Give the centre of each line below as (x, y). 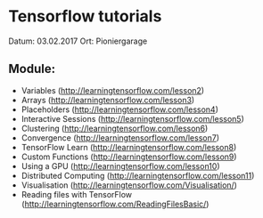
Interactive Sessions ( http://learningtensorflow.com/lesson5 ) (132, 118)
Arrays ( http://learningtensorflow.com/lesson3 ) (108, 100)
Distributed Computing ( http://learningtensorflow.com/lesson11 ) (138, 175)
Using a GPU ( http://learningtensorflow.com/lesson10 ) (120, 166)
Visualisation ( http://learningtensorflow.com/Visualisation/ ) (129, 185)
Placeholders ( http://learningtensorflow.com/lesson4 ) (120, 109)
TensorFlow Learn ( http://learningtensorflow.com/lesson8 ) (129, 147)
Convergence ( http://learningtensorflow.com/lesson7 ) (120, 137)
